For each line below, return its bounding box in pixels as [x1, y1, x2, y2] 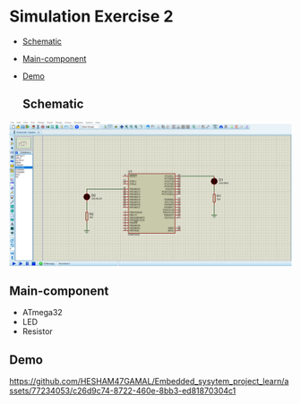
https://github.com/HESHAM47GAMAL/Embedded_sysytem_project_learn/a [9, 376, 289, 387]
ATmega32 [21, 307, 63, 318]
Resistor [21, 326, 54, 337]
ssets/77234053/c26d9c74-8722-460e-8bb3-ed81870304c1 [9, 385, 236, 396]
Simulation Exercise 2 [9, 6, 174, 27]
